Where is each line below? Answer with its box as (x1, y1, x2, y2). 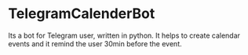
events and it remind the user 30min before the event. (8, 38, 182, 48)
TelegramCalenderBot (8, 5, 155, 23)
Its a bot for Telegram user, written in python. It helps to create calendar (8, 31, 241, 40)
